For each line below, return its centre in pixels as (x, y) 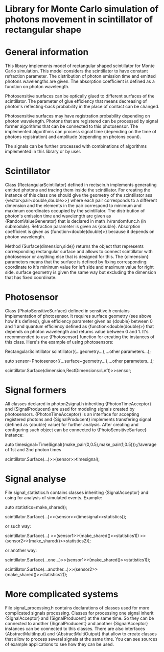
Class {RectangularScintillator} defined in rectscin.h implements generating (81, 185)
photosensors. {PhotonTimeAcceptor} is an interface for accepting (72, 414)
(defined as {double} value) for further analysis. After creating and (72, 424)
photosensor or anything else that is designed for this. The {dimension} (77, 257)
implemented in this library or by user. (43, 151)
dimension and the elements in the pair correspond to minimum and (73, 206)
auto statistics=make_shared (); (36, 507)
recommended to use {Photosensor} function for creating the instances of (80, 337)
